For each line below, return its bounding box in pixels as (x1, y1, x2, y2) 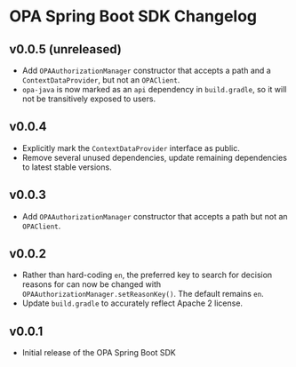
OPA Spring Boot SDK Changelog (9, 6, 258, 27)
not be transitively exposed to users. (21, 93, 156, 104)
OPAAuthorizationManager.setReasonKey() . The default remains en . (21, 289, 264, 299)
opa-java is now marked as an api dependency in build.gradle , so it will (21, 84, 287, 94)
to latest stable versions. (21, 162, 113, 172)
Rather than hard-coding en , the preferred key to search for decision (21, 269, 273, 281)
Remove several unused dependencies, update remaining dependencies (21, 152, 287, 163)
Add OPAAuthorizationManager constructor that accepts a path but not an (21, 211, 288, 221)
